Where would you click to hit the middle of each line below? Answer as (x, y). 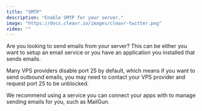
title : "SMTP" (24, 12)
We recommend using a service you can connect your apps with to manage (101, 95)
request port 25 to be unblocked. (48, 84)
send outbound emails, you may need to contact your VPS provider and (96, 77)
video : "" (19, 29)
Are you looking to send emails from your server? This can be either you (97, 46)
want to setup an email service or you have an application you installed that (101, 53)
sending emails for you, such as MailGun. (58, 102)
